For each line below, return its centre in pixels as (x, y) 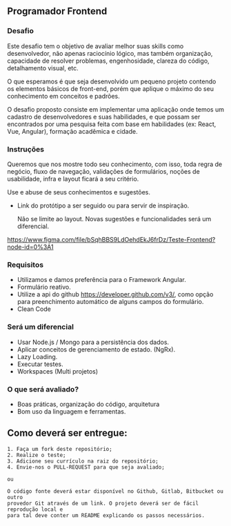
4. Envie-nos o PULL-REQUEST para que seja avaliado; (86, 467)
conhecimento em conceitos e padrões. (63, 96)
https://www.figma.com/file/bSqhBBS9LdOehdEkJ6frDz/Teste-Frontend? (111, 239)
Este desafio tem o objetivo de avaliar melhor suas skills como (96, 46)
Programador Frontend (57, 11)
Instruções (26, 149)
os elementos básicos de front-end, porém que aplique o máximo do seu (110, 88)
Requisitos (25, 265)
